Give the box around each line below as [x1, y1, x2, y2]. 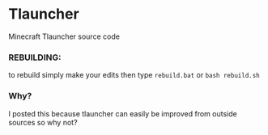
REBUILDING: [8, 52, 62, 63]
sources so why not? [8, 117, 79, 127]
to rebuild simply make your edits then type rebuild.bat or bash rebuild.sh [8, 70, 261, 80]
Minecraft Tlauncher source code [8, 32, 120, 41]
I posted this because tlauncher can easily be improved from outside [8, 108, 237, 118]
